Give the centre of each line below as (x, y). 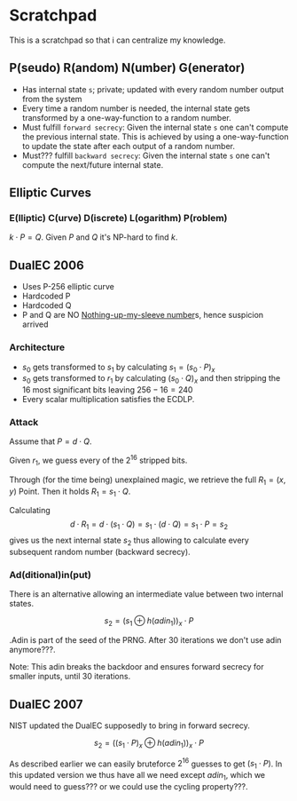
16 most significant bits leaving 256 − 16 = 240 (107, 390)
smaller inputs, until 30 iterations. (70, 677)
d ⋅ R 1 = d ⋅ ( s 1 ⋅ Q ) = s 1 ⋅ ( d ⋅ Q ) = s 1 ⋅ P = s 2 (149, 525)
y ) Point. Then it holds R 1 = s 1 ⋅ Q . (70, 492)
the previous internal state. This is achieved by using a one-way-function (155, 136)
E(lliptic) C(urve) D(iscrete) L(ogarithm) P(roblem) (118, 218)
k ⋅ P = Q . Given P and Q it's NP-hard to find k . (94, 237)
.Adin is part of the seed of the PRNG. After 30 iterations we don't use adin (145, 640)
